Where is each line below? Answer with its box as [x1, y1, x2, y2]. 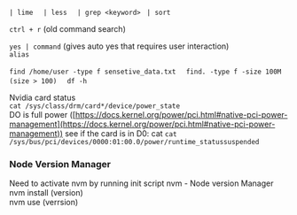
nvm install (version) [9, 188, 84, 198]
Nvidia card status [9, 92, 76, 103]
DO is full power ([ [9, 110, 76, 119]
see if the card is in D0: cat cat [65, 128, 177, 139]
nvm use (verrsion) [9, 197, 79, 208]
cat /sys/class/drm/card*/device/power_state [9, 102, 180, 111]
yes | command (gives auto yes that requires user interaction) [9, 41, 230, 51]
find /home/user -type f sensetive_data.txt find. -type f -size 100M [9, 67, 282, 76]
